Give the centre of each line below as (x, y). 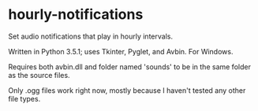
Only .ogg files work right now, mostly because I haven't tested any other (127, 90)
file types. (24, 98)
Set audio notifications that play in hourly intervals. (91, 36)
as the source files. (39, 75)
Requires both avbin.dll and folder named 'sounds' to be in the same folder (129, 67)
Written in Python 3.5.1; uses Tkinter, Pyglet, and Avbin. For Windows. (121, 51)
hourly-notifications (76, 15)
